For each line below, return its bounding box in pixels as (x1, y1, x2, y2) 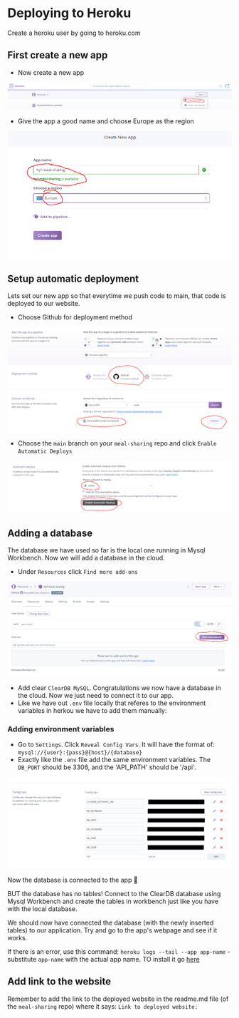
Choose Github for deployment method (17, 313, 133, 322)
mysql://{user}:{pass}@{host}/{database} (17, 749, 142, 756)
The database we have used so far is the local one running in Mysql (7, 546, 206, 555)
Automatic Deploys (17, 448, 73, 455)
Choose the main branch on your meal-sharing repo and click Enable (17, 438, 217, 447)
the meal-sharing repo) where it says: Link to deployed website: (7, 1002, 198, 1010)
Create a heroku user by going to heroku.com (7, 29, 141, 37)
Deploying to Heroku (7, 5, 132, 21)
